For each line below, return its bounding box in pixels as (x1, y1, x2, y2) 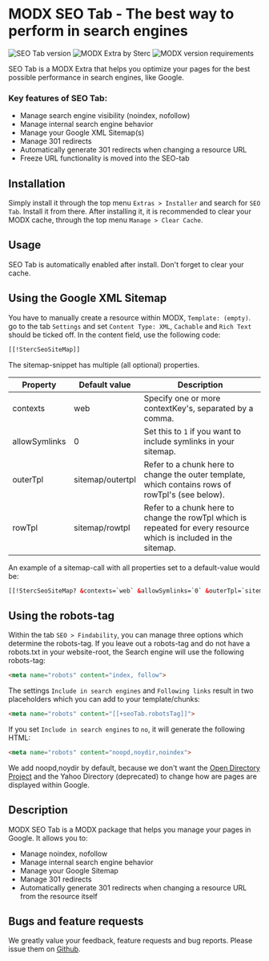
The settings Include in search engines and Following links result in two (8, 686, 254, 695)
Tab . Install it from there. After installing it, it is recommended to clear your (8, 206, 252, 217)
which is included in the (143, 531, 233, 543)
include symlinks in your (143, 435, 235, 446)
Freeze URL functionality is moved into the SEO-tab (19, 153, 190, 163)
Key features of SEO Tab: (8, 92, 108, 104)
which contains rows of (143, 478, 232, 490)
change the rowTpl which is (143, 511, 247, 523)
